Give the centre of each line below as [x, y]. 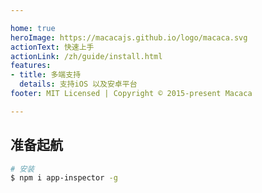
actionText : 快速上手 [52, 47]
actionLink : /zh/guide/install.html [86, 56]
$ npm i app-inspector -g [64, 178]
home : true [33, 28]
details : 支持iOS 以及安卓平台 [78, 84]
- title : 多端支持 [46, 75]
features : [31, 66]
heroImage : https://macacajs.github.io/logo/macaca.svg [129, 37]
